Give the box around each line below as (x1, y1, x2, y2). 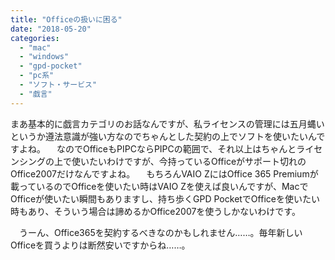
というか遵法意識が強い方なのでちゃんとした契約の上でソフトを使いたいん (10, 130, 317, 142)
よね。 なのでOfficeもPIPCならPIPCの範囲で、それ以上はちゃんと (18, 142, 297, 155)
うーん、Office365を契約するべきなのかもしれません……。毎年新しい (18, 226, 303, 238)
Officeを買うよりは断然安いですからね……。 (10, 239, 191, 251)
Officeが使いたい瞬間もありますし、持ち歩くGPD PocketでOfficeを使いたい (10, 192, 320, 205)
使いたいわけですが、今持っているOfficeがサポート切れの (71, 155, 307, 167)
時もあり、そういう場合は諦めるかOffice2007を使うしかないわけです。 (10, 205, 301, 217)
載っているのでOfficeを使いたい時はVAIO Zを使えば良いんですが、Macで (10, 180, 309, 192)
